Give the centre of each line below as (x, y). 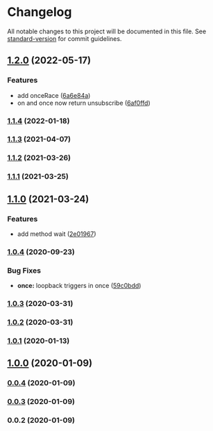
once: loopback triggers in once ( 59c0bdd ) (79, 286)
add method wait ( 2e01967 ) (57, 234)
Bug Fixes (24, 270)
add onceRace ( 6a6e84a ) (54, 95)
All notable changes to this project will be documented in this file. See (107, 31)
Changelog (40, 12)
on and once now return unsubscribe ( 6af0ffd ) (84, 103)
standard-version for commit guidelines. (65, 38)
